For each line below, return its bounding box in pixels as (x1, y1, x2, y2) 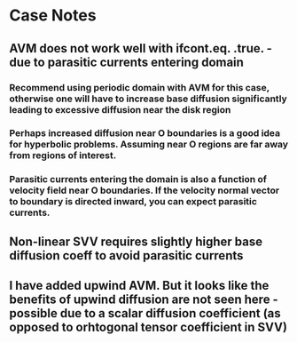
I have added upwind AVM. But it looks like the (9, 278, 270, 293)
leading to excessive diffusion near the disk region (9, 103, 231, 116)
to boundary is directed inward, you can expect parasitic (9, 195, 257, 208)
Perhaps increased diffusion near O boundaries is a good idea (9, 127, 281, 140)
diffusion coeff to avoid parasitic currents (9, 248, 244, 263)
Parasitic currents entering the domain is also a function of (9, 173, 268, 186)
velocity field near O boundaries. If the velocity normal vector (9, 184, 280, 196)
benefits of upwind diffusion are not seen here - (9, 292, 279, 307)
